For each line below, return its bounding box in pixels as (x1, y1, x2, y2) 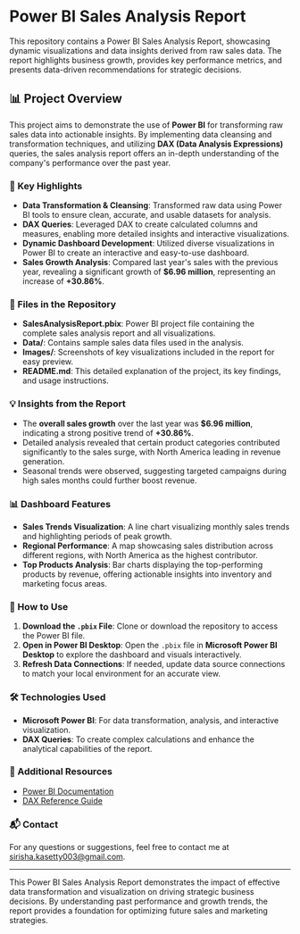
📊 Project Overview (9, 91, 122, 106)
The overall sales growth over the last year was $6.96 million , (21, 418, 254, 429)
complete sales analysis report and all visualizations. (21, 328, 216, 338)
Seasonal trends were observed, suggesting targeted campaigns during (21, 465, 287, 476)
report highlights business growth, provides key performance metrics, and (9, 54, 283, 65)
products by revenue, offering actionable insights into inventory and (21, 569, 272, 580)
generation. (21, 455, 65, 466)
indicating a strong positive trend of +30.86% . (21, 427, 194, 438)
